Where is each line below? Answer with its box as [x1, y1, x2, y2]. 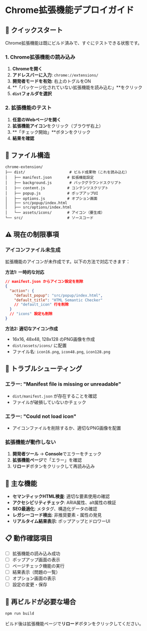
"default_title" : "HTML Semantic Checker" [14, 298, 103, 303]
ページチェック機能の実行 [12, 563, 65, 569]
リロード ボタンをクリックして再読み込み [12, 463, 95, 470]
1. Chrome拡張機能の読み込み [5, 53, 76, 60]
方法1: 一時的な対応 [5, 269, 45, 275]
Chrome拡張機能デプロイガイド [5, 4, 135, 16]
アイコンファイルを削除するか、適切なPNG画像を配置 [12, 425, 121, 431]
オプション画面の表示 [12, 575, 56, 581]
